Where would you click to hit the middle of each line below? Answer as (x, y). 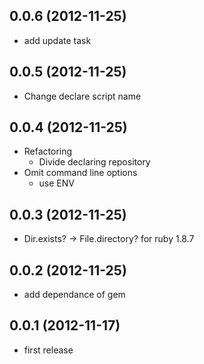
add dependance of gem (74, 295)
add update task (57, 40)
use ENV (56, 183)
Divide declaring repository (94, 162)
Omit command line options (80, 173)
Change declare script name (82, 96)
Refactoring (48, 151)
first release (48, 350)
